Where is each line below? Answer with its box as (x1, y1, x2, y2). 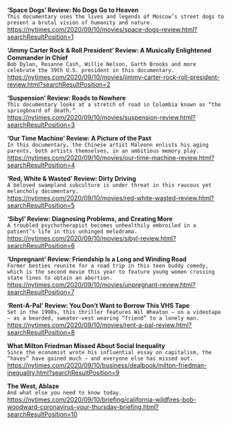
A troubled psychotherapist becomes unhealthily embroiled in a (7, 222, 196, 229)
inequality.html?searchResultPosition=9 (7, 369, 120, 376)
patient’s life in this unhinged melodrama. (7, 228, 138, 235)
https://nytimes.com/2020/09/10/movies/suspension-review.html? (7, 114, 196, 121)
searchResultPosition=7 (7, 288, 75, 296)
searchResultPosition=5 (7, 201, 75, 209)
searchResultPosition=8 (7, 329, 75, 336)
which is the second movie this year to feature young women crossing (7, 268, 215, 275)
